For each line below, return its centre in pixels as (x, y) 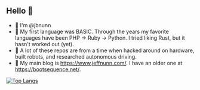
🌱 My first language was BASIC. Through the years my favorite (92, 31)
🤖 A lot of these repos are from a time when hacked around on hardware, (104, 50)
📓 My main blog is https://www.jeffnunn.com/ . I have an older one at (99, 63)
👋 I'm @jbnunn (33, 25)
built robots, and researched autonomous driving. (76, 56)
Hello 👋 (20, 11)
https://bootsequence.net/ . (48, 69)
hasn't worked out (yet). (44, 44)
